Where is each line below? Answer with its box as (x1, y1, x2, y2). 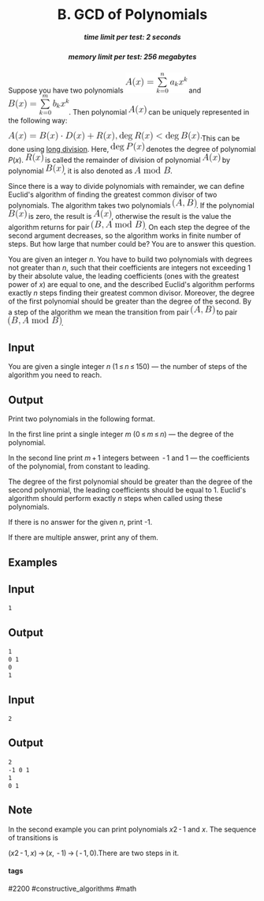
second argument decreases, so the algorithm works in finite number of (8, 231, 242, 240)
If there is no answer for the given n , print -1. (8, 518, 153, 527)
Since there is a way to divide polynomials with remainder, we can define (8, 181, 245, 190)
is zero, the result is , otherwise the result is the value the (28, 211, 232, 221)
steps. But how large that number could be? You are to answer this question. (8, 239, 256, 248)
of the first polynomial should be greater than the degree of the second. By (8, 296, 252, 306)
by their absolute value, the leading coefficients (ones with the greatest (8, 271, 240, 281)
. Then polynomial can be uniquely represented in (69, 107, 250, 116)
